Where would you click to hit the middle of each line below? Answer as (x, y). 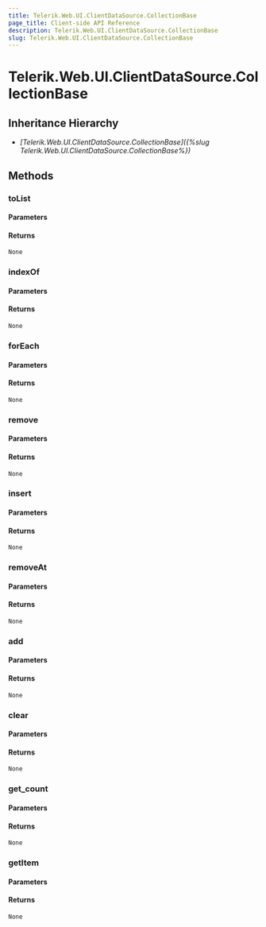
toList (19, 198)
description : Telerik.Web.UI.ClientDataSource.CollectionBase (113, 30)
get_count (28, 789)
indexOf (24, 272)
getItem (24, 863)
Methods (31, 176)
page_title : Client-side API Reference (74, 23)
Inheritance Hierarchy (64, 123)
